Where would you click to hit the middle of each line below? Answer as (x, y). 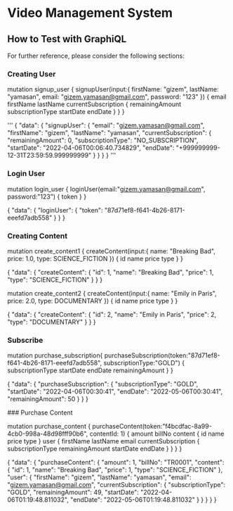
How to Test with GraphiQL (67, 39)
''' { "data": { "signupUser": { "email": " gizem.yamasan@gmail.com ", (106, 125)
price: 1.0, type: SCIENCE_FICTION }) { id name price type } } (95, 258)
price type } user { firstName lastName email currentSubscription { (104, 441)
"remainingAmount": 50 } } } (48, 399)
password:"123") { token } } (47, 196)
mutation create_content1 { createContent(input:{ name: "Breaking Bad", (112, 251)
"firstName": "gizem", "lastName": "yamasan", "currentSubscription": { (109, 133)
